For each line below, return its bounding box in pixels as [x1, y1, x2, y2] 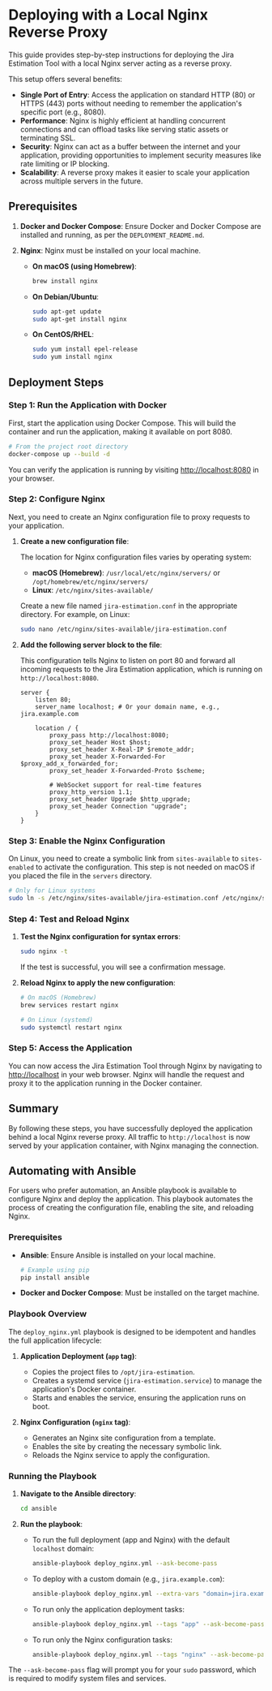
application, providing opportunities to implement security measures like [19, 150, 261, 160]
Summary [8, 1102, 59, 1115]
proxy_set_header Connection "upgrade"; [49, 802, 188, 810]
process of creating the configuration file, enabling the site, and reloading [8, 1203, 254, 1213]
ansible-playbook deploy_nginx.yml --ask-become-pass [32, 1559, 218, 1568]
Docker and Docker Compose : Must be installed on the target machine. [19, 1288, 260, 1298]
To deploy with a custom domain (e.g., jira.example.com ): [32, 1573, 225, 1584]
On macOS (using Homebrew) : [32, 261, 138, 271]
